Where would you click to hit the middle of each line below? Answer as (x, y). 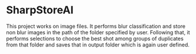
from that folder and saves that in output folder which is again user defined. (98, 45)
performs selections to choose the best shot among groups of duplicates (95, 38)
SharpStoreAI (40, 10)
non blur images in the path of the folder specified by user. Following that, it (98, 32)
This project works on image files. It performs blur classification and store (96, 26)
